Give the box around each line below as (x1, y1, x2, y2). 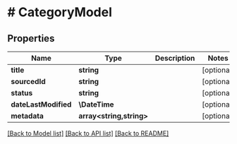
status (11, 88, 33, 97)
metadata (11, 111, 44, 121)
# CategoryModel (7, 4, 113, 20)
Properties (7, 32, 55, 44)
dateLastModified (11, 100, 72, 109)
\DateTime (78, 100, 114, 109)
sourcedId (11, 77, 46, 86)
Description (154, 54, 195, 63)
